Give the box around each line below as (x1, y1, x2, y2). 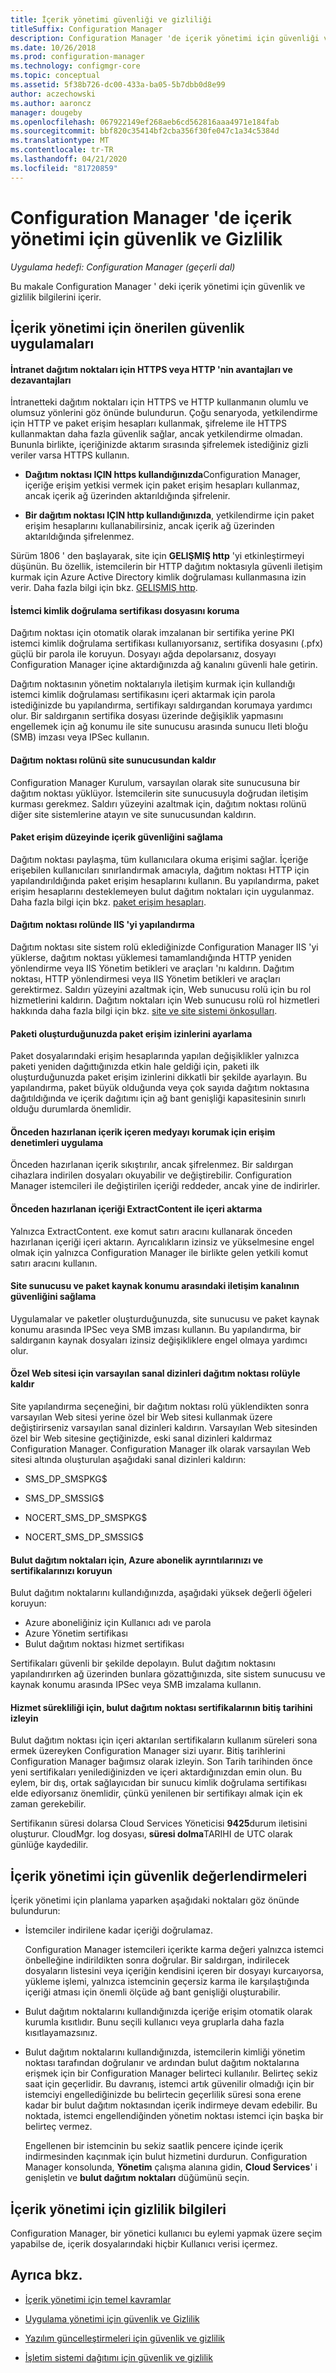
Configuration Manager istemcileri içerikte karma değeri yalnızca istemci (24, 1944, 324, 1956)
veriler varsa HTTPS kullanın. (10, 449, 130, 461)
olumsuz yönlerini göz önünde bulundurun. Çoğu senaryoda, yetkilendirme (10, 407, 318, 419)
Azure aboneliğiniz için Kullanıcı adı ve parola (24, 1617, 212, 1629)
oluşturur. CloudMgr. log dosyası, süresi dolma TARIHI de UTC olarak (10, 1828, 293, 1840)
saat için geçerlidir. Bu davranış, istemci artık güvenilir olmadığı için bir (24, 2078, 315, 2090)
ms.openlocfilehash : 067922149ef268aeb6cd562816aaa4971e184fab (10, 117, 280, 127)
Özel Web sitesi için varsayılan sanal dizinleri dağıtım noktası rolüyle (10, 1367, 301, 1380)
